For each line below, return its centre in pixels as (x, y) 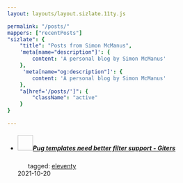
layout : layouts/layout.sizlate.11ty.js (67, 14)
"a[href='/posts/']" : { (54, 91)
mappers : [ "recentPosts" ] (45, 33)
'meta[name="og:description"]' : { (73, 72)
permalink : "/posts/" (39, 26)
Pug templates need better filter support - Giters (104, 148)
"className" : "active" (65, 98)
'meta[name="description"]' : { (65, 52)
